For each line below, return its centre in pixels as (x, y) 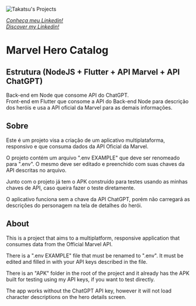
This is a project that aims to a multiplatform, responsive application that (93, 238)
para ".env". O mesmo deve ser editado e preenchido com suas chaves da (95, 164)
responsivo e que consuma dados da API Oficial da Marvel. (77, 146)
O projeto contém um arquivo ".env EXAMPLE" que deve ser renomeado (93, 158)
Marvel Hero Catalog (57, 50)
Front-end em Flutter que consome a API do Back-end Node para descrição (97, 101)
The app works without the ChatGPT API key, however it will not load (89, 291)
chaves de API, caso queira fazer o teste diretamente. (71, 188)
